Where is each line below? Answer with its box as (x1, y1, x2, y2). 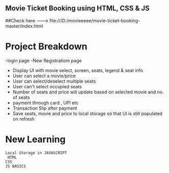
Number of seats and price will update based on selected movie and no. (12, 89, 164, 95)
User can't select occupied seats (12, 83, 82, 89)
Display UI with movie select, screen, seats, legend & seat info (12, 67, 144, 73)
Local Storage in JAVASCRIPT (5, 150, 67, 155)
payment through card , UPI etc (12, 99, 79, 106)
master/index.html (5, 23, 43, 29)
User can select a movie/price (12, 73, 76, 79)
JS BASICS (5, 163, 26, 169)
